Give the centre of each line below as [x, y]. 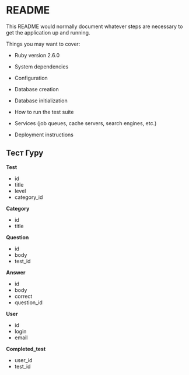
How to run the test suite [44, 112]
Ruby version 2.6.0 [37, 55]
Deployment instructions [44, 135]
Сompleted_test [26, 349]
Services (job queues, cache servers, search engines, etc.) [85, 123]
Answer [16, 272]
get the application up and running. [48, 32]
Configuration [31, 78]
